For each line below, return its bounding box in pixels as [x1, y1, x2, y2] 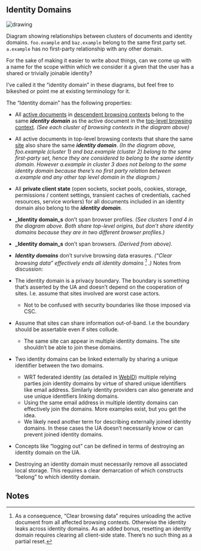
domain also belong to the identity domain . [14, 204, 123, 211]
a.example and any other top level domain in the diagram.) [14, 173, 160, 181]
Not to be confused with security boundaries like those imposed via [23, 301, 191, 309]
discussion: [14, 265, 44, 272]
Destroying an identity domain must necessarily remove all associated [14, 460, 188, 468]
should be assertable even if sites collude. [14, 326, 119, 333]
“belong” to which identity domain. [14, 474, 100, 481]
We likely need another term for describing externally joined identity [23, 418, 191, 426]
